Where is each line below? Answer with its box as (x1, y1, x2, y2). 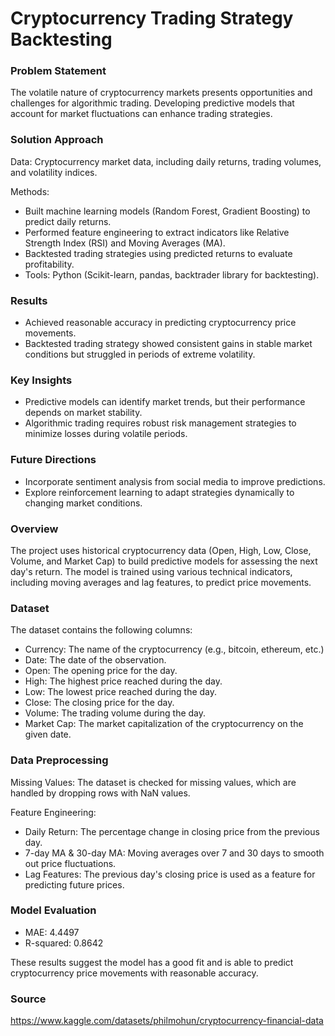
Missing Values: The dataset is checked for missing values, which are (10, 776, 297, 788)
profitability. (24, 258, 75, 270)
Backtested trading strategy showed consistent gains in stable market (24, 338, 313, 350)
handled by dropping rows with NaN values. (10, 787, 191, 799)
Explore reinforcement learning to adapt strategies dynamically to (24, 486, 295, 498)
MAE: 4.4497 (24, 926, 80, 938)
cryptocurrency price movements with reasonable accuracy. (10, 967, 259, 979)
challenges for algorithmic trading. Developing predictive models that (10, 97, 295, 109)
